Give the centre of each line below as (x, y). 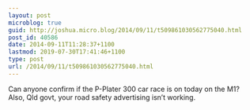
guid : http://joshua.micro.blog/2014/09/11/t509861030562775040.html (125, 30)
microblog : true (35, 23)
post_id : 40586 (33, 37)
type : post (26, 60)
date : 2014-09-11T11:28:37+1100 (61, 45)
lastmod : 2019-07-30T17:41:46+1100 (67, 52)
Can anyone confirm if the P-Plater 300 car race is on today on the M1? (124, 89)
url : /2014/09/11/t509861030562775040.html (81, 67)
